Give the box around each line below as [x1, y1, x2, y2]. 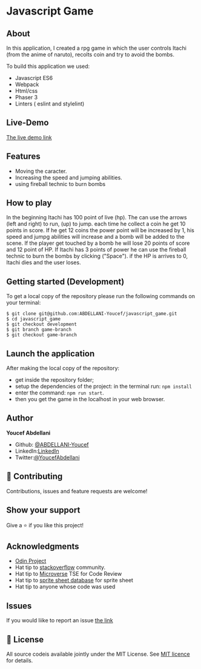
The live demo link [6, 133, 52, 141]
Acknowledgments [6, 541, 80, 551]
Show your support [6, 505, 81, 516]
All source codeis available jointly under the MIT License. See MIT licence [6, 650, 190, 657]
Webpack [15, 81, 39, 88]
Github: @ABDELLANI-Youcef [15, 441, 89, 448]
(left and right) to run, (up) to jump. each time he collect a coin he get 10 [6, 220, 186, 228]
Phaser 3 [15, 94, 38, 101]
